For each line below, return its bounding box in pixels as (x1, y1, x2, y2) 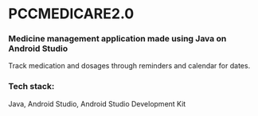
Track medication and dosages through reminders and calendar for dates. (8, 61, 251, 71)
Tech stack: (8, 81, 55, 92)
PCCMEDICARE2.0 (8, 5, 135, 23)
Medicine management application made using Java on (8, 33, 227, 44)
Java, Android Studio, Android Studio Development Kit (8, 99, 186, 108)
